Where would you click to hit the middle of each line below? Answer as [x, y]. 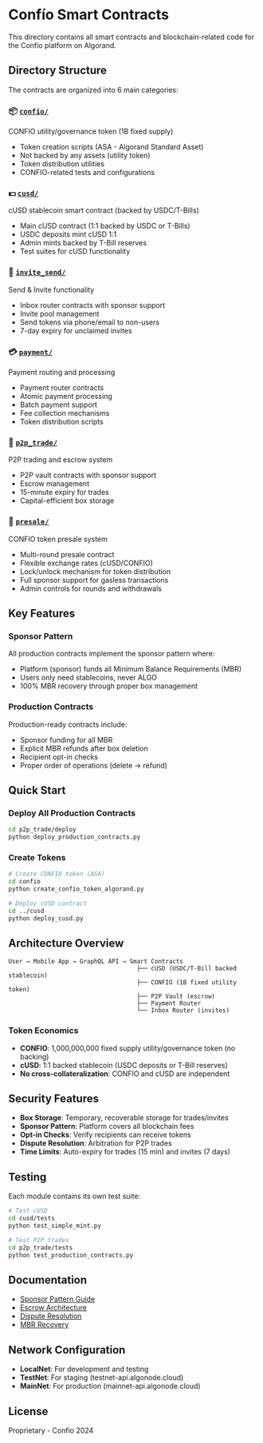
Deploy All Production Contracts [72, 813]
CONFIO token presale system [58, 539]
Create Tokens [37, 857]
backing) [34, 1056]
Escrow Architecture [53, 1308]
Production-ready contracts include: [68, 724]
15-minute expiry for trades [64, 492]
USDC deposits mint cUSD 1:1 [68, 234]
